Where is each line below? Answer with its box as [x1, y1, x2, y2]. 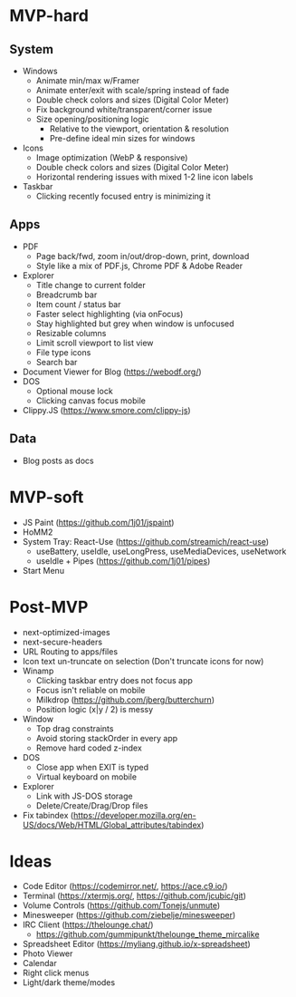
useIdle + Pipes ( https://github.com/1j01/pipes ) [35, 555, 211, 566]
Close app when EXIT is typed [35, 761, 149, 772]
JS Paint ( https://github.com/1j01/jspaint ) [22, 517, 175, 528]
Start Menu [22, 565, 65, 576]
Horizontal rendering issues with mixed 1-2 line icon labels [35, 171, 253, 182]
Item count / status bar [35, 298, 121, 309]
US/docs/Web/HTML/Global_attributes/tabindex [22, 819, 202, 830]
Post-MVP [9, 596, 89, 617]
